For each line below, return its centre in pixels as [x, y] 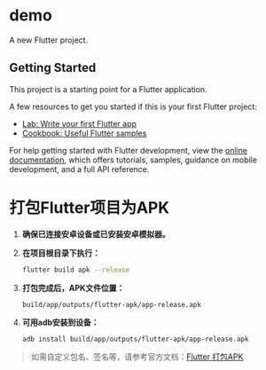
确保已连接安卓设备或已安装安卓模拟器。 [96, 234]
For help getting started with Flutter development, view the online [129, 150]
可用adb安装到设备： [60, 322]
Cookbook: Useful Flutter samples [84, 133]
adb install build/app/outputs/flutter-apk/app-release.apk [135, 339]
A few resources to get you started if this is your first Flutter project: [133, 106]
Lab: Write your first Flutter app [79, 123]
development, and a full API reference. [79, 169]
